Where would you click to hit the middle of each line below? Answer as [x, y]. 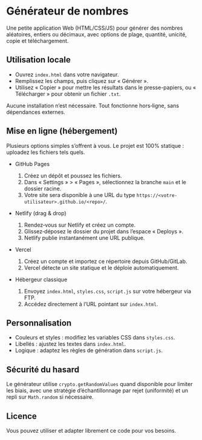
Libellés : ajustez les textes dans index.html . [70, 344]
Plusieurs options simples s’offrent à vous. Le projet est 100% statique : [95, 145]
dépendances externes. [36, 112]
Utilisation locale [38, 60]
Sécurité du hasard [43, 369]
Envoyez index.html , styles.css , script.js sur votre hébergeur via [108, 291]
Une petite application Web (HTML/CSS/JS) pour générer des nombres [95, 28]
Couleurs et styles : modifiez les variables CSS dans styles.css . [95, 338]
